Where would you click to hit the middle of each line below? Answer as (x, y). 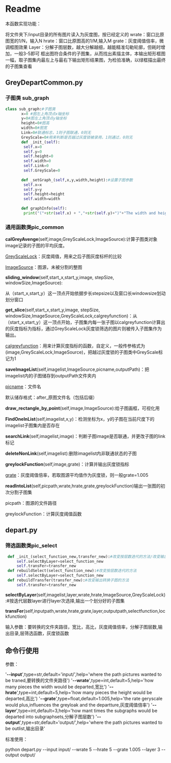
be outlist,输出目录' (25, 728)
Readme (23, 9)
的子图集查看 (19, 66)
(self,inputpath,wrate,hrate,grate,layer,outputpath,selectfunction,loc (94, 611)
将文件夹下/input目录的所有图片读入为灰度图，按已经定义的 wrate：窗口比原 (85, 34)
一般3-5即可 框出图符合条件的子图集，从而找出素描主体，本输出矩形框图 (90, 53)
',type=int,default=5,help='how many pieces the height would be (84, 692)
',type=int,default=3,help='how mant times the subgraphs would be (87, 711)
